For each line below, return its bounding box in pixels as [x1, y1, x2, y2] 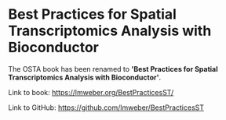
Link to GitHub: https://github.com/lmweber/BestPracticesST [8, 103, 205, 112]
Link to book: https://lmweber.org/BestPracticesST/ [8, 87, 174, 97]
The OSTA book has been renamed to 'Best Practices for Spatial [8, 64, 218, 73]
